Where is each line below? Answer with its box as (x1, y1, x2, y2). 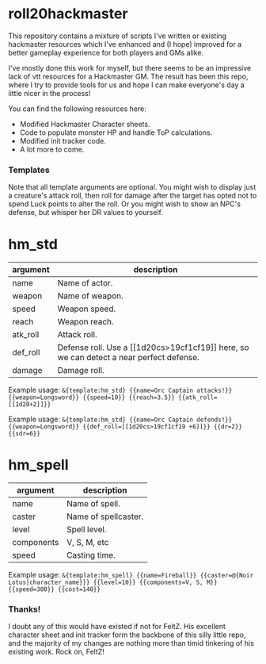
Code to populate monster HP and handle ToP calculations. (19, 128, 213, 137)
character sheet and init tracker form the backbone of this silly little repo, (8, 630, 246, 639)
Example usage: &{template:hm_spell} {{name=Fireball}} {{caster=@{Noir (8, 570, 254, 580)
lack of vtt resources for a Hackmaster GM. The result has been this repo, (8, 71, 249, 81)
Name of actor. (57, 278, 113, 289)
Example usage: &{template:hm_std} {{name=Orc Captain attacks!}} (8, 386, 233, 395)
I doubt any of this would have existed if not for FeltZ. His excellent (8, 622, 226, 631)
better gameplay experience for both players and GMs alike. (8, 48, 204, 57)
